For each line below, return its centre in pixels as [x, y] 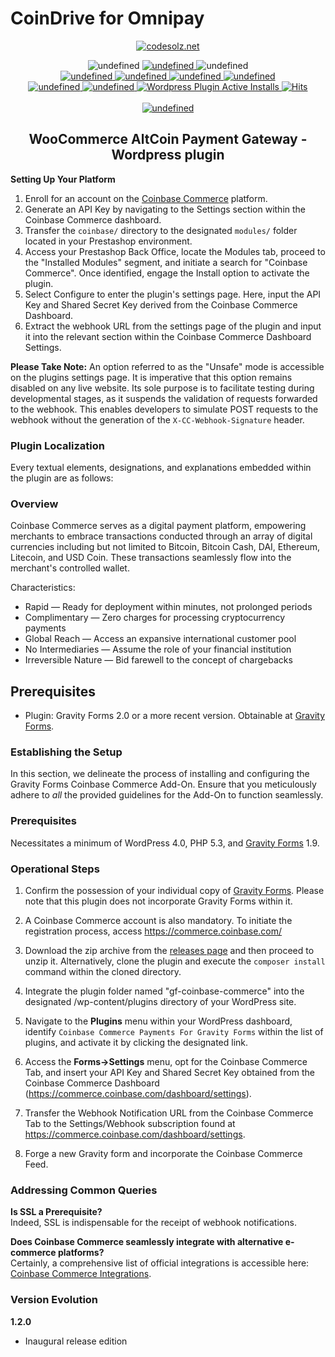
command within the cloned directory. [103, 972]
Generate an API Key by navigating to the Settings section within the [165, 209]
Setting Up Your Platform [63, 179]
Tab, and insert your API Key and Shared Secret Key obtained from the [169, 1073]
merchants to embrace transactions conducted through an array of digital [161, 536]
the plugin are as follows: [62, 478]
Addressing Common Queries [84, 1190]
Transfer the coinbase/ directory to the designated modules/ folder [161, 230]
